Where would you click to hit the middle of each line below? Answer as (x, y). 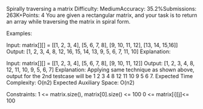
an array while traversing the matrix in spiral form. (68, 21)
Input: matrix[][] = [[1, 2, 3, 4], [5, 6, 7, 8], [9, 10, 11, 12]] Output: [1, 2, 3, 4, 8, (101, 63)
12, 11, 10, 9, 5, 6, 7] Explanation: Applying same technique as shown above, (101, 70)
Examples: (19, 33)
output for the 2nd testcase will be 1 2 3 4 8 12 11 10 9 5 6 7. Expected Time (100, 76)
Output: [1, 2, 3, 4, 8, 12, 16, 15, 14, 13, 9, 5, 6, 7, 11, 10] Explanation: (88, 51)
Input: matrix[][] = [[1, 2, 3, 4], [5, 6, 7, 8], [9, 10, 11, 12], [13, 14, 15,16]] (92, 45)
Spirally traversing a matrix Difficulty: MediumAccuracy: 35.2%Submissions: (101, 9)
